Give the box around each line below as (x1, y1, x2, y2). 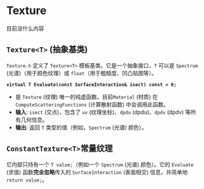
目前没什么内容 (6, 24, 44, 32)
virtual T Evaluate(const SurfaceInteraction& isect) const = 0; (6, 81, 176, 87)
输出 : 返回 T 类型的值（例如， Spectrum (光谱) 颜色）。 (15, 124, 148, 131)
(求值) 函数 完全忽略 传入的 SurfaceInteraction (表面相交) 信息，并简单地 (6, 168, 188, 176)
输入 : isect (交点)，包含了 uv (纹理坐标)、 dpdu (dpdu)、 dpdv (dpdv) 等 (15, 108, 191, 116)
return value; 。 (6, 176, 48, 183)
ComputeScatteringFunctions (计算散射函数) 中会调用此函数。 (15, 100, 170, 108)
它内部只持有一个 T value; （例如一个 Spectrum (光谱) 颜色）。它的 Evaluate (6, 160, 194, 168)
